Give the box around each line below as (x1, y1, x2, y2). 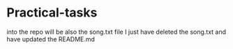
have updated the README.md (6, 35, 96, 43)
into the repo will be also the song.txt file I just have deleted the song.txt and (6, 28, 227, 36)
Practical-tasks (6, 5, 98, 21)
